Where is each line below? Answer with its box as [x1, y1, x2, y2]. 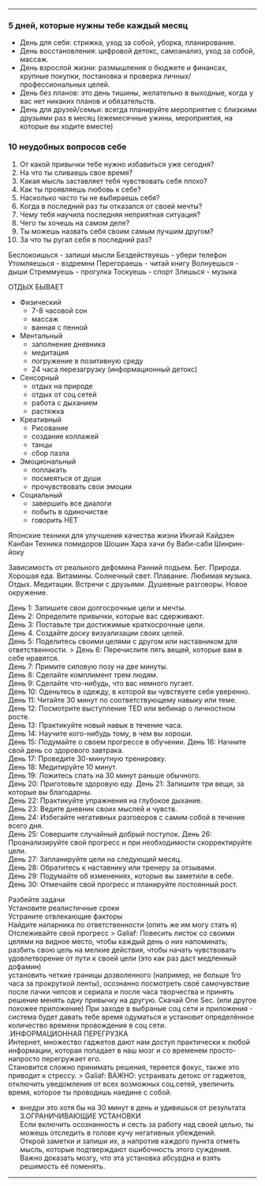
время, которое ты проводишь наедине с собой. [8, 1087, 172, 1097]
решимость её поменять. [19, 1161, 106, 1171]
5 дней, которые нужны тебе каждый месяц [8, 20, 188, 31]
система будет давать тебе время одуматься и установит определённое [8, 1012, 255, 1021]
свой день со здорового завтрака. [8, 745, 125, 755]
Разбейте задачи [8, 894, 65, 904]
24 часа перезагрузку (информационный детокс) [31, 364, 198, 374]
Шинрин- [214, 539, 245, 548]
